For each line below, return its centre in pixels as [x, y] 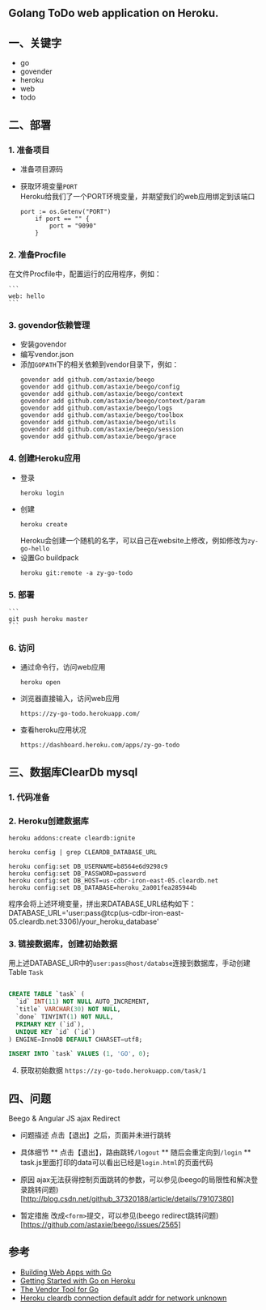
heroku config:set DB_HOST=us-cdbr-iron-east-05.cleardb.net [114, 880]
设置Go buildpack [49, 557]
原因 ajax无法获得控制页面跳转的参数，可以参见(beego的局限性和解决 [135, 1180]
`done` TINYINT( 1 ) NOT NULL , [65, 1017]
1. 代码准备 [29, 797]
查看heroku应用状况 [53, 730]
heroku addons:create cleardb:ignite [72, 838]
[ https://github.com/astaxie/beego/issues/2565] [100, 1225]
